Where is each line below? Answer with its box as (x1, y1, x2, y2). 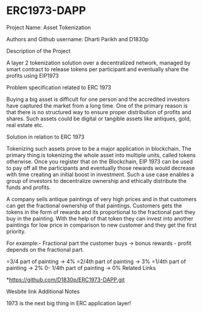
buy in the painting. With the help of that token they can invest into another (6, 215, 193, 222)
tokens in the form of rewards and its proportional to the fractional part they (6, 208, 196, 216)
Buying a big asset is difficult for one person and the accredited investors (6, 95, 190, 103)
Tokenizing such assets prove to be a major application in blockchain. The (6, 145, 191, 152)
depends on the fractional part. (6, 246, 84, 253)
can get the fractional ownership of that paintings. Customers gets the (6, 202, 182, 209)
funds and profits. (6, 184, 51, 191)
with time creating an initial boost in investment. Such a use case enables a (6, 171, 194, 178)
